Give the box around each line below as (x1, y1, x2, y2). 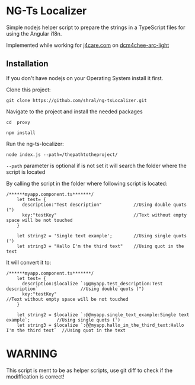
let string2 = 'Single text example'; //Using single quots (17, 233, 187, 238)
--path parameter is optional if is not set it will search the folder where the (6, 162, 187, 169)
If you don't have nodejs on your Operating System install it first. (6, 74, 164, 81)
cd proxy (6, 119, 31, 125)
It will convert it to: (6, 259, 52, 266)
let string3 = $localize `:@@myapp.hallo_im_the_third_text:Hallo (17, 322, 184, 328)
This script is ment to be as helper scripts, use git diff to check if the (6, 367, 173, 374)
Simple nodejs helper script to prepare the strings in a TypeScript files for (6, 24, 186, 31)
